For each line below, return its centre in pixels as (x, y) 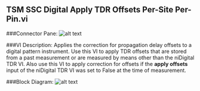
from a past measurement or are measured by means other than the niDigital (100, 57)
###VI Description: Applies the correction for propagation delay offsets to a (99, 45)
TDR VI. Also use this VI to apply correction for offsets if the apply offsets (97, 64)
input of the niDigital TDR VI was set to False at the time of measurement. (96, 70)
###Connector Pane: (32, 33)
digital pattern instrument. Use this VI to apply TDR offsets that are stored (96, 51)
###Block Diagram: (30, 81)
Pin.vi (17, 19)
